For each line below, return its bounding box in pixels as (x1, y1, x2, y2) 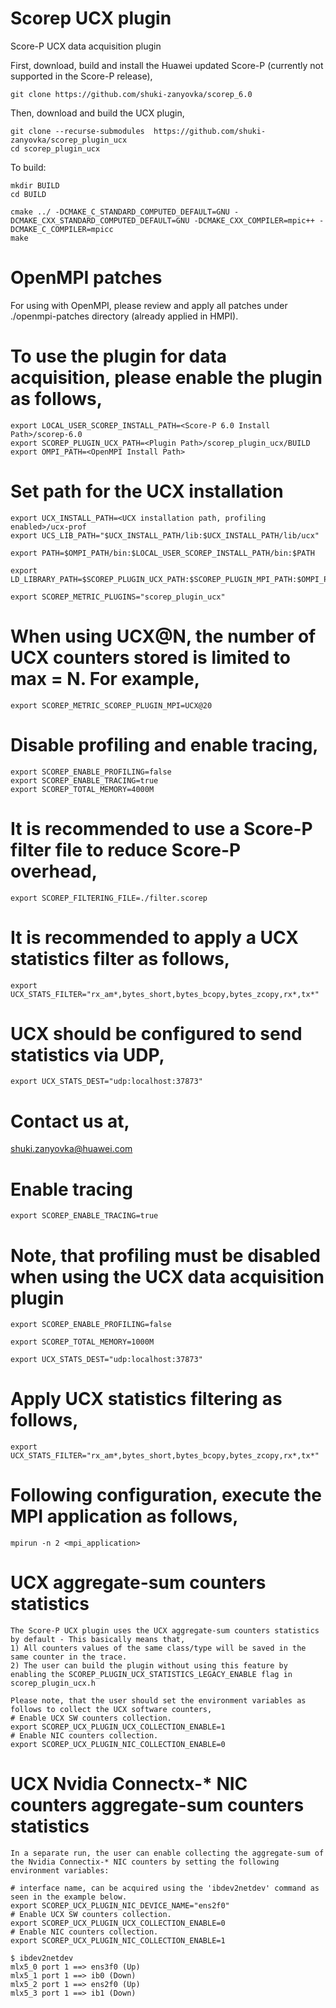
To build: (10, 161, 47, 173)
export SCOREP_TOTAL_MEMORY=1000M (10, 1337, 155, 1347)
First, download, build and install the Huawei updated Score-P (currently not (10, 59, 324, 71)
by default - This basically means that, (10, 1635, 186, 1645)
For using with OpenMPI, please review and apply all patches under (10, 299, 288, 311)
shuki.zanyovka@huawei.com (10, 1143, 133, 1155)
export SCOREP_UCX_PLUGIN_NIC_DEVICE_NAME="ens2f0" (10, 1901, 230, 1911)
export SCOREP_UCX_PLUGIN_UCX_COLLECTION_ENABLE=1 (10, 1722, 226, 1732)
